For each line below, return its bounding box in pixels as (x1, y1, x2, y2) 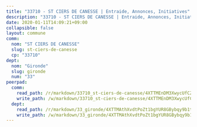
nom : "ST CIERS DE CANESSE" (11, 42, 80, 47)
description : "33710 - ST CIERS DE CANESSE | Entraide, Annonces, (6, 14, 172, 20)
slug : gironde (11, 68, 46, 74)
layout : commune (6, 30, 46, 36)
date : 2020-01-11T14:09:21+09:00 (6, 19, 88, 25)
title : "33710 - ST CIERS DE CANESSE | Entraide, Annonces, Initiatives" (6, 8, 191, 15)
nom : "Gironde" (11, 63, 49, 69)
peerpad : (6, 80, 28, 85)
